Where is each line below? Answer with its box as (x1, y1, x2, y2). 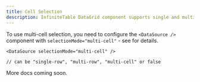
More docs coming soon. (6, 69, 67, 76)
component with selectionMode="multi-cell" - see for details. (6, 37, 159, 44)
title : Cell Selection (6, 8, 62, 15)
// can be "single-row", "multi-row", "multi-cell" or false (6, 59, 161, 65)
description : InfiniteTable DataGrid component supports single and (6, 14, 180, 20)
